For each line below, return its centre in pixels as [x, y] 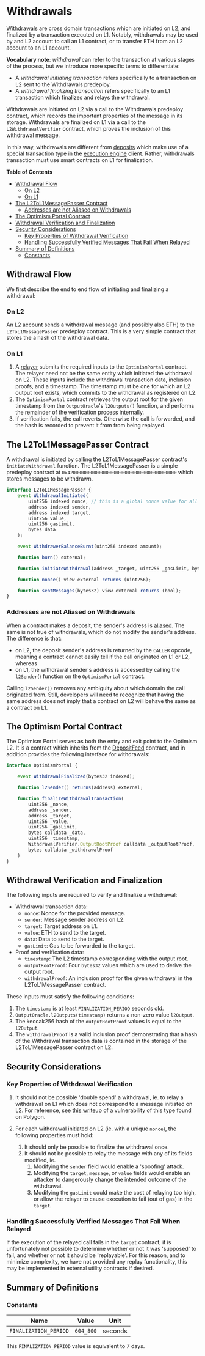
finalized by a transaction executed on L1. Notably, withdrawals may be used [102, 34]
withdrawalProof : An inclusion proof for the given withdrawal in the [108, 978]
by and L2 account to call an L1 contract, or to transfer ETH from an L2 [95, 41]
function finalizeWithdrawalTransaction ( [70, 799]
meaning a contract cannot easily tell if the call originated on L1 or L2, [103, 657]
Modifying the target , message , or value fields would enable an [112, 1173]
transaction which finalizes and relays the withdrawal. [83, 97]
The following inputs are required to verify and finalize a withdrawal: [92, 895]
